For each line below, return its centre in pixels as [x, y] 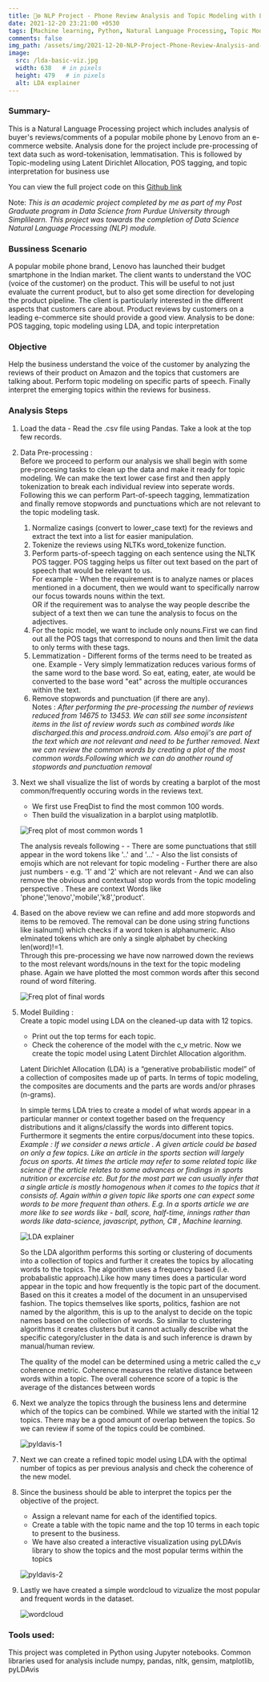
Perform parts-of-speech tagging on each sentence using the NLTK [144, 553]
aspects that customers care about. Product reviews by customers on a [126, 309]
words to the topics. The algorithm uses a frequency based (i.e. [124, 1269]
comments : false [35, 38]
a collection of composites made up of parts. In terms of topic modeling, [139, 1077]
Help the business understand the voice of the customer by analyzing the [129, 364]
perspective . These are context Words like [90, 888]
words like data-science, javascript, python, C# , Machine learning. [131, 1221]
